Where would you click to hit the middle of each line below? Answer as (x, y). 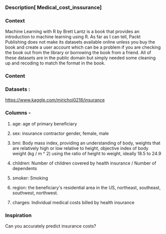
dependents (25, 168)
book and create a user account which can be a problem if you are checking (83, 47)
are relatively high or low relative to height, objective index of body (80, 148)
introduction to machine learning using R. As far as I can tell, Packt (73, 37)
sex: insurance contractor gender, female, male (60, 133)
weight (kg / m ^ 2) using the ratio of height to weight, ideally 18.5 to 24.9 (87, 153)
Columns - (18, 113)
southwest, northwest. (35, 193)
